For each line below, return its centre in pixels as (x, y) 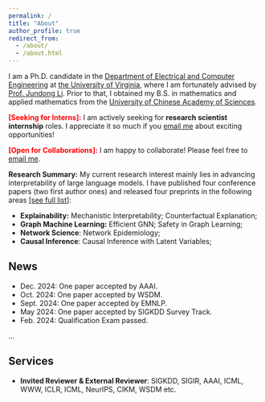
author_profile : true (45, 31)
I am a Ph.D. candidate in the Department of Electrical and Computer (122, 76)
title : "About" (34, 23)
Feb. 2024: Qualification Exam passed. (84, 320)
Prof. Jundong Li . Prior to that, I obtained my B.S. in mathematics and (122, 93)
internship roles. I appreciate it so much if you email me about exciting (125, 126)
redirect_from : (34, 38)
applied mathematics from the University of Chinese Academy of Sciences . (132, 102)
